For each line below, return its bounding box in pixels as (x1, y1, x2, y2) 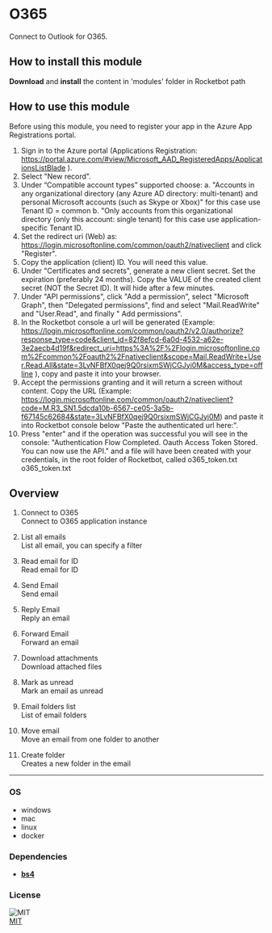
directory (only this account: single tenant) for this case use (20, 214, 220, 224)
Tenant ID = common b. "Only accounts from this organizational (20, 205, 233, 215)
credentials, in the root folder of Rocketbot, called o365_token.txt (20, 454, 237, 464)
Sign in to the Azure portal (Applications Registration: (20, 145, 198, 155)
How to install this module (9, 55, 143, 69)
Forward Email (20, 629, 69, 639)
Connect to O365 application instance (20, 516, 148, 526)
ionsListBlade (20, 162, 66, 172)
